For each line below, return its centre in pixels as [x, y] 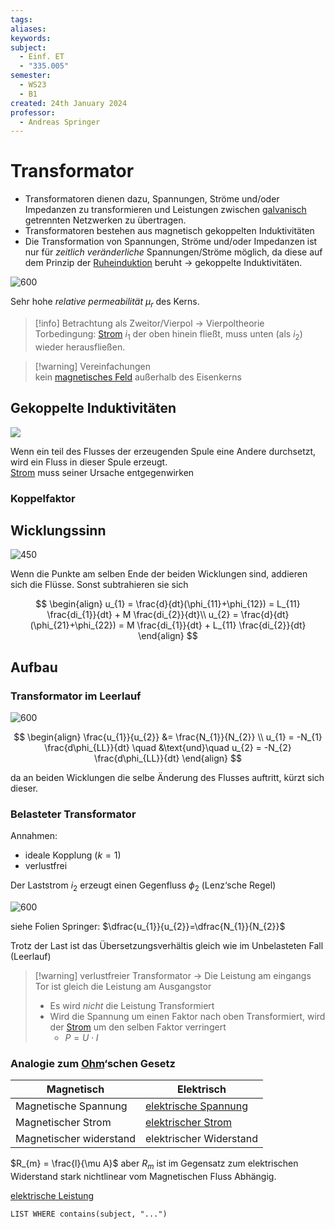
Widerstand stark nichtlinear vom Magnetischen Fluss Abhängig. [143, 1177]
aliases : [28, 29]
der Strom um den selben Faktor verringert [138, 1027]
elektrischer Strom [188, 1123]
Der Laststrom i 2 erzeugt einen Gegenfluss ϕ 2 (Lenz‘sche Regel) [143, 886]
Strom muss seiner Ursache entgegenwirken [102, 472]
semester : [31, 76]
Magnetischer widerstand [75, 1139]
